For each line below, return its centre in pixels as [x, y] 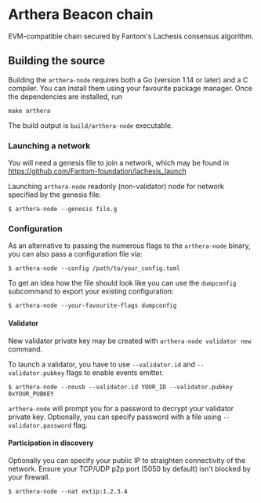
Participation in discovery [51, 443]
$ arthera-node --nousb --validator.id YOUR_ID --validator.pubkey [121, 387]
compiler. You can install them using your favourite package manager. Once [130, 88]
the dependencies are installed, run [65, 97]
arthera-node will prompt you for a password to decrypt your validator [121, 408]
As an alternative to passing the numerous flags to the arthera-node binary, [129, 246]
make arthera [29, 111]
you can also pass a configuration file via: [75, 254]
